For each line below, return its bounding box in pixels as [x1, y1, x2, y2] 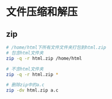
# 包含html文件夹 [6, 50, 44, 56]
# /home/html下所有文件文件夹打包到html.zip [6, 45, 106, 50]
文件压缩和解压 [6, 5, 78, 19]
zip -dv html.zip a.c [6, 87, 59, 94]
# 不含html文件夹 [6, 66, 44, 72]
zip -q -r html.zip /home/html [6, 55, 82, 62]
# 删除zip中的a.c [6, 82, 45, 88]
